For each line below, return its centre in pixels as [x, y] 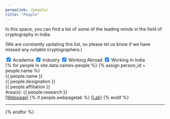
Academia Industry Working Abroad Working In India [79, 60]
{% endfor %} [20, 112]
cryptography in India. [28, 34]
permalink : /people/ [27, 10]
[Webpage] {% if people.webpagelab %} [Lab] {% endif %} [67, 97]
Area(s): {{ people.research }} [36, 92]
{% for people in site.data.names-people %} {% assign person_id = [75, 65]
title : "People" [22, 15]
